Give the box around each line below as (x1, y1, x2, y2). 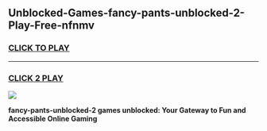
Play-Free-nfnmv (8, 19, 95, 33)
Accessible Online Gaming (8, 114, 98, 123)
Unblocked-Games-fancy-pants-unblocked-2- (8, 6, 245, 20)
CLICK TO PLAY (8, 43, 70, 54)
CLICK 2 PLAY (8, 72, 64, 83)
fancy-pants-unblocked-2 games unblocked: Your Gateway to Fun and (8, 105, 246, 114)
